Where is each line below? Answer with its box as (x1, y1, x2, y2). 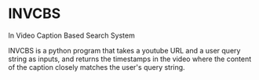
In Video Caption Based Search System (8, 31, 135, 40)
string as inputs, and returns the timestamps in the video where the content (8, 54, 252, 64)
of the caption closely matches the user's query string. (8, 62, 186, 71)
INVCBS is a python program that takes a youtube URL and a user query (8, 45, 241, 55)
